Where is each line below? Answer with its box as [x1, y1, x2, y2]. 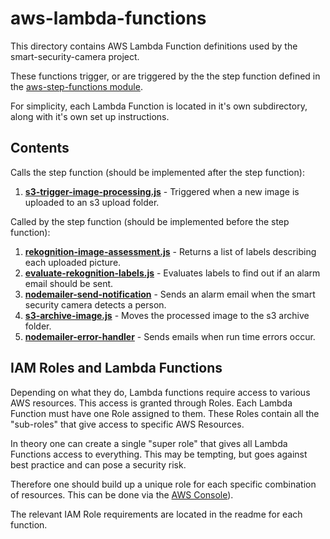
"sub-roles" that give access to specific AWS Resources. [10, 418, 245, 430]
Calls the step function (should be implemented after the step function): [10, 166, 305, 178]
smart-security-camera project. [10, 50, 140, 62]
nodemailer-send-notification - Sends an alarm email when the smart [24, 288, 316, 300]
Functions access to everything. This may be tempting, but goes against [10, 448, 308, 460]
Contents [10, 140, 70, 157]
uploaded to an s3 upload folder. [24, 196, 160, 208]
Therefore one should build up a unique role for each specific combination [10, 478, 317, 490]
